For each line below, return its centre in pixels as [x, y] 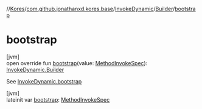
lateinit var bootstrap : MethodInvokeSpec [58, 99]
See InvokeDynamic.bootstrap [44, 81]
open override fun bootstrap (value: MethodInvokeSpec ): [77, 63]
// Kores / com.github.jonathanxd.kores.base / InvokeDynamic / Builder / [91, 9]
